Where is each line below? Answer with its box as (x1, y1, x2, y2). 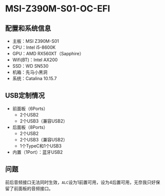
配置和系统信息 (5, 24, 51, 32)
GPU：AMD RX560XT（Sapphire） (12, 51, 84, 56)
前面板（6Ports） (12, 105, 48, 111)
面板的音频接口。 (18, 185, 53, 192)
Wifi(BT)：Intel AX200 (12, 57, 58, 63)
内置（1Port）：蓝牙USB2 (12, 149, 63, 155)
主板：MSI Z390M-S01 (12, 38, 59, 44)
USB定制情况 (5, 92, 45, 100)
